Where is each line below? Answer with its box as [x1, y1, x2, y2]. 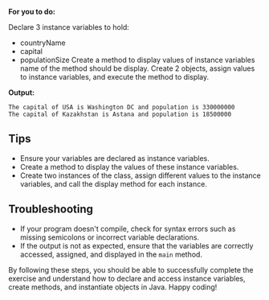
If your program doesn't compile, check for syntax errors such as [19, 224, 236, 233]
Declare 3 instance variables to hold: [8, 23, 130, 31]
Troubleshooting [8, 203, 94, 216]
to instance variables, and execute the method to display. [19, 72, 210, 81]
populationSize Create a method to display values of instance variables [19, 55, 255, 64]
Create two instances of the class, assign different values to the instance [19, 171, 261, 180]
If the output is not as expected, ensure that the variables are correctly [19, 240, 254, 250]
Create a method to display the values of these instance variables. [19, 162, 239, 171]
